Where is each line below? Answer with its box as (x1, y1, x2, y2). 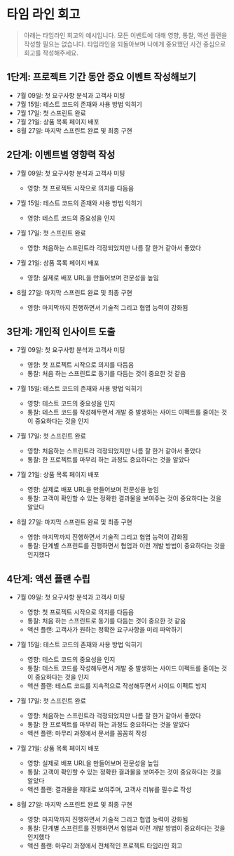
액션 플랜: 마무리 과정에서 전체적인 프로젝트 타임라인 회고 (27, 841, 183, 850)
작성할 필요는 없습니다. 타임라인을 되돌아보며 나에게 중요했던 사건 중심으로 (23, 39, 226, 48)
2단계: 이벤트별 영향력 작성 (6, 149, 116, 161)
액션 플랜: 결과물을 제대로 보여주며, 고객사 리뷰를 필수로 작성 (27, 785, 192, 794)
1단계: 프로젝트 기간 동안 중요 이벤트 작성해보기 (6, 71, 197, 83)
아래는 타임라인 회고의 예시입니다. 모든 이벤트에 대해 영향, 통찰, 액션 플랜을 (23, 31, 228, 39)
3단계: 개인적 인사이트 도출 (6, 325, 116, 337)
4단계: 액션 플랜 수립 (6, 573, 90, 585)
